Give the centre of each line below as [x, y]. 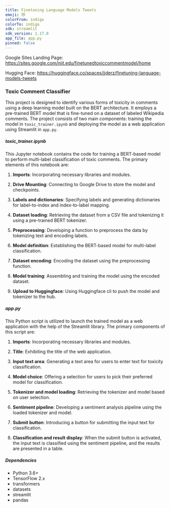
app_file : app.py [24, 39]
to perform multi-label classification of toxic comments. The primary [77, 159]
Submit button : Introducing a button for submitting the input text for [83, 422]
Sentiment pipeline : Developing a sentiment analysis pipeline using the [87, 407]
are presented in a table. [38, 449]
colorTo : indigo [22, 24]
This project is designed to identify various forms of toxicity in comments [82, 103]
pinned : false [20, 43]
